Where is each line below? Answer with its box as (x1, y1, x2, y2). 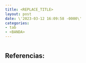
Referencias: (5, 52, 45, 60)
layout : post (5, 12, 32, 16)
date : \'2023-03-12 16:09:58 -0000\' (5, 16, 82, 21)
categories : (5, 20, 29, 26)
